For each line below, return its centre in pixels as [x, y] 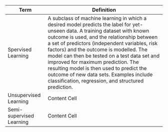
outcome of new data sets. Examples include [100, 74]
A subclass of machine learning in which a [97, 18]
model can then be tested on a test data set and [104, 56]
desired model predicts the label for [89, 24]
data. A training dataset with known [108, 31]
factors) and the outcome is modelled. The [97, 49]
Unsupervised [24, 95]
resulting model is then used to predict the [97, 68]
